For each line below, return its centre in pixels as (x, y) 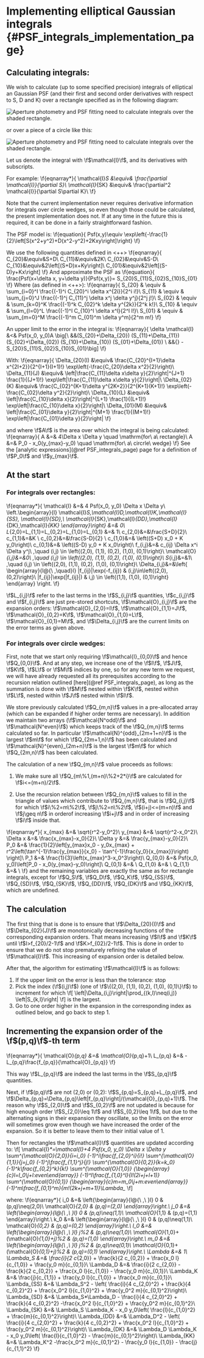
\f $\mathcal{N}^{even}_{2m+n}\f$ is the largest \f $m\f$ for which (89, 746)
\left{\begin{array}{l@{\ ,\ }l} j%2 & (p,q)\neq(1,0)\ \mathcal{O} (85, 1232)
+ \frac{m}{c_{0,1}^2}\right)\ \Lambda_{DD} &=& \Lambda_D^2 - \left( (93, 1316)
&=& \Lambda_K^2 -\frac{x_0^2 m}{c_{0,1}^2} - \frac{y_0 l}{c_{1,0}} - (92, 1342)
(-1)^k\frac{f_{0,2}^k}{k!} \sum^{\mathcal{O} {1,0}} (69, 1168)
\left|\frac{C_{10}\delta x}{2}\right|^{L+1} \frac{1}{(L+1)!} (76, 399)
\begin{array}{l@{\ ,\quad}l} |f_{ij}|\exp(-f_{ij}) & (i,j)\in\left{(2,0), (87, 570)
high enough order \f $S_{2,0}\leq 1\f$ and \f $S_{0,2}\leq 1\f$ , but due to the (102, 1111)
